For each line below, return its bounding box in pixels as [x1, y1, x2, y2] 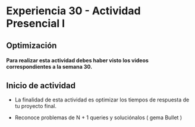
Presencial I [6, 17, 65, 30]
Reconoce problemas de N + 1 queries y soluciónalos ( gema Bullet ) [14, 114, 183, 121]
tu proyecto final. [14, 102, 56, 109]
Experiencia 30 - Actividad [6, 4, 141, 18]
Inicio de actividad [6, 80, 76, 90]
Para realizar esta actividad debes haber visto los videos [6, 57, 149, 64]
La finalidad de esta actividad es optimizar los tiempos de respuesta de [14, 96, 190, 103]
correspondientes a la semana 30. [6, 63, 93, 71]
